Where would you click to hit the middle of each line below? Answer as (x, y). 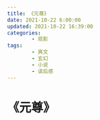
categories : (24, 33)
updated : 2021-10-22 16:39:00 (50, 26)
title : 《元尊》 (28, 13)
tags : (15, 46)
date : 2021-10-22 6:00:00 (44, 20)
